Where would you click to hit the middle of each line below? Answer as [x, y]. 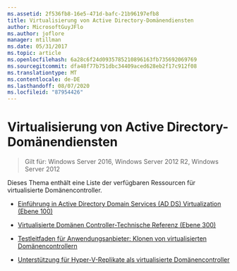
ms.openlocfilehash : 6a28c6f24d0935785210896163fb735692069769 [102, 60]
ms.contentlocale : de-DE [44, 79]
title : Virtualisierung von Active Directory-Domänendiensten [101, 20]
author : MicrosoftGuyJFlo [45, 27]
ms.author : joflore [36, 33]
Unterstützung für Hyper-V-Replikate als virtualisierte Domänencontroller [124, 260]
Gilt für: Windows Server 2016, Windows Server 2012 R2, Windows [121, 162]
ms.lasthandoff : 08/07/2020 [49, 86]
